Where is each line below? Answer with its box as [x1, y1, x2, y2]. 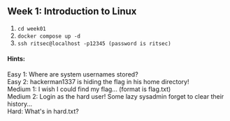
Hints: [7, 55, 26, 63]
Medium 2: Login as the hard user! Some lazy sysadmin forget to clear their [7, 92, 224, 101]
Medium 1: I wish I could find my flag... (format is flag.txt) [7, 85, 171, 93]
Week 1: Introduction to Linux [7, 6, 137, 17]
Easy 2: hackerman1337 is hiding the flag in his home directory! [7, 78, 189, 86]
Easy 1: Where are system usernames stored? [7, 70, 138, 79]
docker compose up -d [17, 33, 80, 40]
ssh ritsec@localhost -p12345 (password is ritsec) [17, 40, 171, 47]
